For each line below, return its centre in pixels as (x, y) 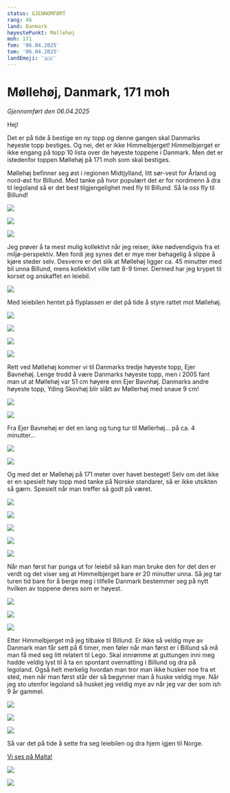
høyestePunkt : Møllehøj (41, 33)
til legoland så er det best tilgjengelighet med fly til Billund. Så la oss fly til (111, 187)
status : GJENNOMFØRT (37, 13)
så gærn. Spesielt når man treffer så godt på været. (80, 489)
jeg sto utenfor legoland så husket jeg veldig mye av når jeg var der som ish (114, 684)
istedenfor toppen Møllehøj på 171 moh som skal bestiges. (89, 159)
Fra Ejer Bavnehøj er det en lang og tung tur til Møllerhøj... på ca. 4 (101, 428)
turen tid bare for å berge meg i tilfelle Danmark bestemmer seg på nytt (108, 581)
